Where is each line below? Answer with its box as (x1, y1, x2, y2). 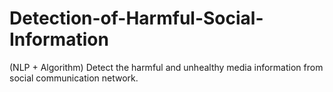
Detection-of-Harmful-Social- (9, 7, 264, 30)
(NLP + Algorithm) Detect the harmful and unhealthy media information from (9, 61, 324, 73)
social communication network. (9, 72, 139, 84)
